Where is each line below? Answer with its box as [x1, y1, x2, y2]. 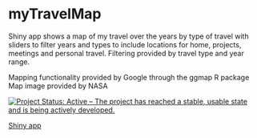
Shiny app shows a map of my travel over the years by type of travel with [8, 31, 250, 41]
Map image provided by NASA [8, 81, 108, 91]
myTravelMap [8, 5, 102, 23]
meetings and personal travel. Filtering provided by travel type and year [8, 48, 244, 58]
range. [8, 57, 30, 67]
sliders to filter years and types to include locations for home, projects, [8, 39, 242, 49]
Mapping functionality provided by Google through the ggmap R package [8, 72, 250, 82]
